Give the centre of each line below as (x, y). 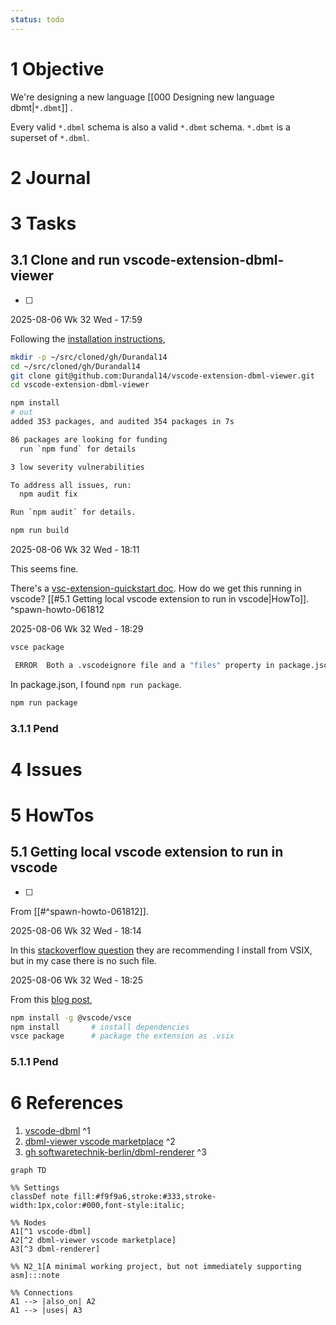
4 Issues (46, 769)
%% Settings (35, 1188)
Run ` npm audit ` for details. (73, 512)
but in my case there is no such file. (83, 960)
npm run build (40, 531)
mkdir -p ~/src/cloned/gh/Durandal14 (89, 357)
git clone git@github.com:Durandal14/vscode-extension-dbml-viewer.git (162, 376)
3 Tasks (43, 223)
